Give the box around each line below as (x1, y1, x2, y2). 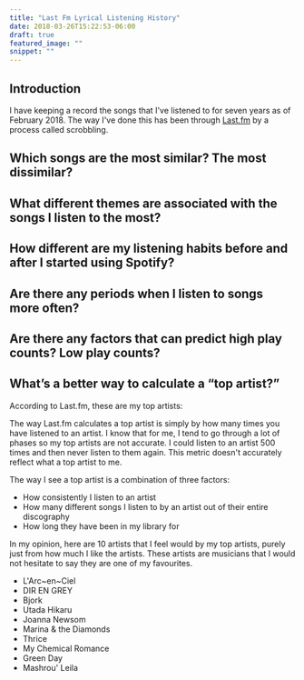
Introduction (9, 81, 82, 96)
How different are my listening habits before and (9, 241, 289, 256)
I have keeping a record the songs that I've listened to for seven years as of (9, 105, 291, 115)
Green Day (22, 652, 64, 664)
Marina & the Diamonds (22, 624, 111, 635)
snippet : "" (9, 47, 54, 56)
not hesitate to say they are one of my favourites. (9, 557, 193, 568)
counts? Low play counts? (9, 345, 161, 360)
